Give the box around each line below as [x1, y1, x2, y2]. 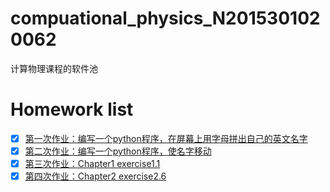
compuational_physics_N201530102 [10, 7, 321, 30]
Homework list [10, 98, 134, 121]
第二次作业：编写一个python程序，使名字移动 [24, 145, 212, 157]
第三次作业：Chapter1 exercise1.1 [24, 158, 161, 169]
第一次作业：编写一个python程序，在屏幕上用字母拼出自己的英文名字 [24, 132, 308, 144]
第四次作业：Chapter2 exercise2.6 [24, 170, 167, 182]
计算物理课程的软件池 [10, 62, 98, 74]
